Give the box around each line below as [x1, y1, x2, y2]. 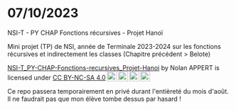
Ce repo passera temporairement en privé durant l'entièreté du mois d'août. [7, 87, 229, 95]
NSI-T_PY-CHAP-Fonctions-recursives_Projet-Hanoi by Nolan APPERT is [7, 63, 220, 72]
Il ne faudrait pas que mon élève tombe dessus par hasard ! [7, 94, 181, 103]
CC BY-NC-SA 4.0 [52, 73, 107, 82]
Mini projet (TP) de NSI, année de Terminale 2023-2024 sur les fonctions [7, 42, 222, 50]
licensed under [7, 73, 51, 82]
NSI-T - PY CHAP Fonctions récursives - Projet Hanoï [7, 28, 163, 37]
